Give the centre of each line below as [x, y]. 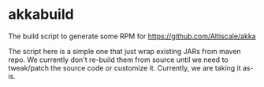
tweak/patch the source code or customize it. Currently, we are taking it [125, 67]
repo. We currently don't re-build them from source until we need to [118, 60]
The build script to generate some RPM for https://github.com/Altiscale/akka [132, 36]
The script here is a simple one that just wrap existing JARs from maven [125, 51]
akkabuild [41, 14]
